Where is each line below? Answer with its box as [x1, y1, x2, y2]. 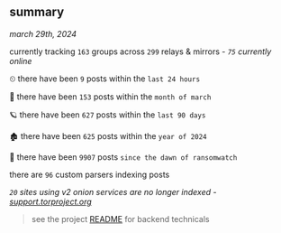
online [9, 55, 32, 66]
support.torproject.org [9, 196, 92, 207]
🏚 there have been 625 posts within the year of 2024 [9, 130, 207, 141]
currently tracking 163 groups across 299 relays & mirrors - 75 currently [9, 46, 272, 57]
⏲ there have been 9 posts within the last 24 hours [9, 73, 201, 84]
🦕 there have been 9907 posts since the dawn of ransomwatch [9, 151, 238, 163]
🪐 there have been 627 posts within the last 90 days [9, 109, 206, 120]
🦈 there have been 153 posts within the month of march [9, 91, 212, 102]
